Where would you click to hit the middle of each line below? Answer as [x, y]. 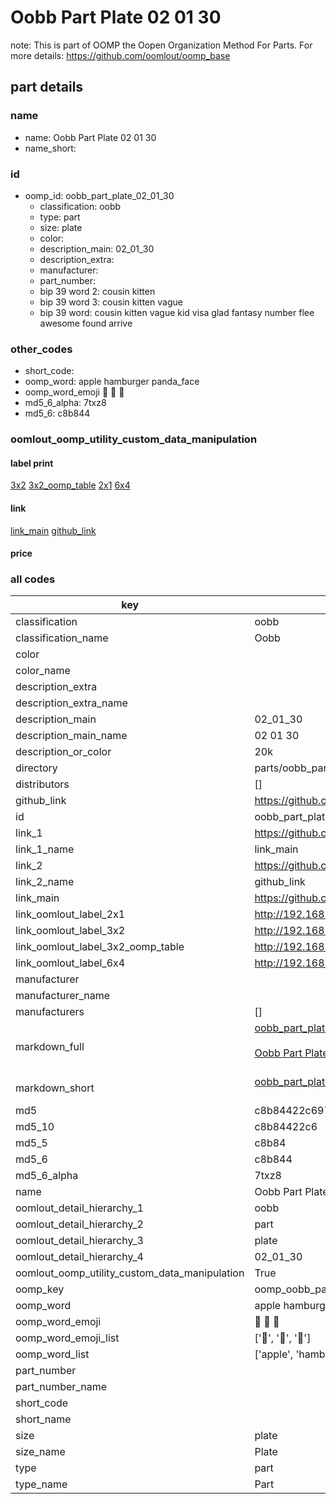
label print [32, 463]
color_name [43, 671]
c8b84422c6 [286, 1127]
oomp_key [40, 1289]
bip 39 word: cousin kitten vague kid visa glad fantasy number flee [177, 312]
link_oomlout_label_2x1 [70, 914]
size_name [40, 1452]
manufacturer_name [63, 996]
